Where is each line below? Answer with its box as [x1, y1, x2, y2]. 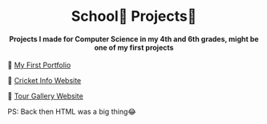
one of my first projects [94, 42, 174, 52]
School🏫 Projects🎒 [71, 7, 197, 26]
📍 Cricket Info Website [7, 76, 82, 86]
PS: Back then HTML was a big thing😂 [7, 107, 137, 117]
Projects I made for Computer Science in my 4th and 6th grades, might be [9, 34, 259, 43]
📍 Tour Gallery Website [7, 91, 83, 101]
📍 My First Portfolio [7, 60, 71, 70]
